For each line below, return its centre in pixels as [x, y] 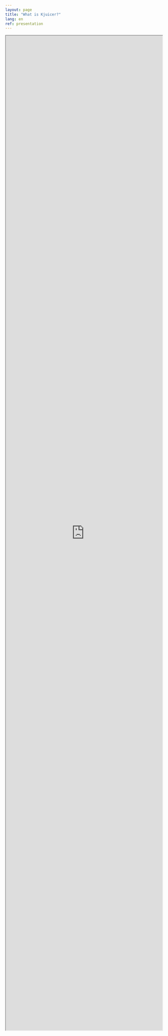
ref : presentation [24, 24]
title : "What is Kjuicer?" [33, 14]
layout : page [19, 10]
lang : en [14, 19]
